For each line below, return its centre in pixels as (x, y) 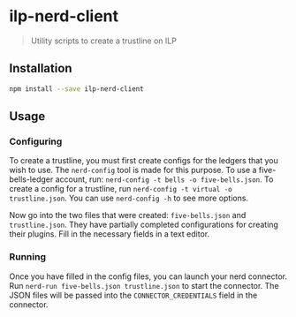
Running (28, 257)
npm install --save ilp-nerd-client (76, 89)
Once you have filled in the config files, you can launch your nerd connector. (148, 276)
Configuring (36, 141)
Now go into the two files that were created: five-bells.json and (128, 215)
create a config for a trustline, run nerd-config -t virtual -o (121, 189)
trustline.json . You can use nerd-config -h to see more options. (129, 198)
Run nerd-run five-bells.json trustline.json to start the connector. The (144, 285)
